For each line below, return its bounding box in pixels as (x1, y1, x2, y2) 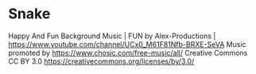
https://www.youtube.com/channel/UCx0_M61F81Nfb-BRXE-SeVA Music (8, 39, 246, 49)
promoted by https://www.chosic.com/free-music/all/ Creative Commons (8, 48, 248, 57)
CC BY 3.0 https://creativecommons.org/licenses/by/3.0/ (8, 56, 195, 66)
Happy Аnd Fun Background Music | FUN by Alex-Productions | (8, 31, 216, 41)
